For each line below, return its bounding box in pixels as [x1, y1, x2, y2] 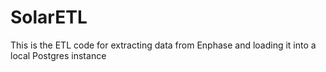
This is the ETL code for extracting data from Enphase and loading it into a [10, 39, 317, 51]
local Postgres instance [10, 49, 107, 61]
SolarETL [10, 6, 88, 29]
